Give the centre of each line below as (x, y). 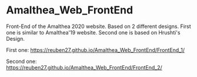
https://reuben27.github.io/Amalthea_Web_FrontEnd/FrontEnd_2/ (84, 67)
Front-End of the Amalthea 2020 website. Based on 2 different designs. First (98, 26)
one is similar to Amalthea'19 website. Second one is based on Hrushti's (93, 32)
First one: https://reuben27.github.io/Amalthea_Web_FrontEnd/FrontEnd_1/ (96, 50)
